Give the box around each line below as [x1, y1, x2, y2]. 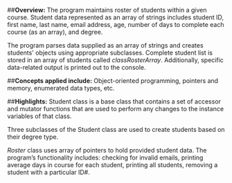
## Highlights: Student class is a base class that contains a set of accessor [7, 97, 222, 106]
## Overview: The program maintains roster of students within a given [7, 6, 207, 14]
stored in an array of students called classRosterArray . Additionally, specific [7, 56, 224, 64]
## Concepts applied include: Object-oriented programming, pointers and [7, 77, 219, 85]
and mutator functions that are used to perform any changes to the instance [7, 105, 224, 113]
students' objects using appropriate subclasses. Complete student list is [7, 48, 213, 57]
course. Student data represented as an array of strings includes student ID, [7, 13, 224, 21]
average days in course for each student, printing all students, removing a [7, 161, 218, 168]
